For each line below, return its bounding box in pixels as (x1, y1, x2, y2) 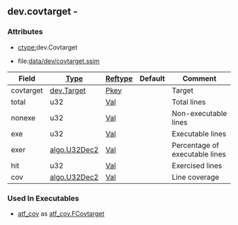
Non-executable (171, 108, 227, 118)
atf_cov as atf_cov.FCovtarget (17, 209, 105, 218)
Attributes (7, 27, 43, 37)
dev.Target (50, 85, 86, 95)
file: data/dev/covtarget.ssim (17, 57, 101, 65)
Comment (182, 74, 217, 83)
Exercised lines (171, 161, 222, 171)
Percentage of (171, 140, 220, 150)
